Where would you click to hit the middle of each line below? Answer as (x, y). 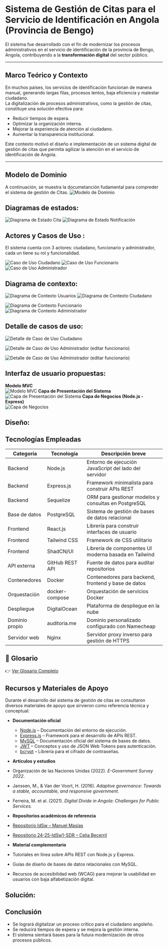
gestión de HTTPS (108, 641)
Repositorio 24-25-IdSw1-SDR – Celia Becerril (60, 835)
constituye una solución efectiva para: (44, 108)
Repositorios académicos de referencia (54, 816)
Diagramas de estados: (42, 208)
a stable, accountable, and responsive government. (66, 791)
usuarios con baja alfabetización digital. (53, 879)
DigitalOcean (62, 609)
